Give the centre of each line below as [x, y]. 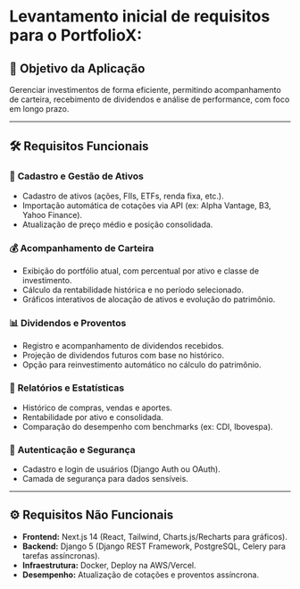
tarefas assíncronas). [61, 555]
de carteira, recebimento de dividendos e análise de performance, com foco [150, 99]
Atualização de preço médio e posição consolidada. [117, 224]
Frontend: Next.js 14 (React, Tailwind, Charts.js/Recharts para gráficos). [154, 536]
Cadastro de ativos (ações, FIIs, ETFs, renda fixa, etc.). [123, 196]
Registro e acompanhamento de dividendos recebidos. [123, 346]
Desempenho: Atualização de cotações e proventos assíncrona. [141, 575]
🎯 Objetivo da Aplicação [77, 68]
